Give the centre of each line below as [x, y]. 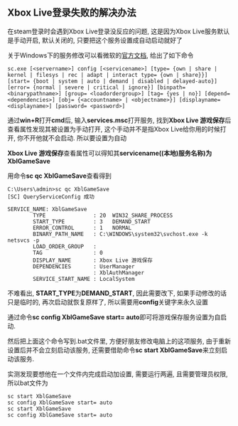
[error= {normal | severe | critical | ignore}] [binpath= [97, 87]
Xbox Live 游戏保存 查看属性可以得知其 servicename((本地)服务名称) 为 [110, 153]
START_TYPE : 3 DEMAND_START [92, 222]
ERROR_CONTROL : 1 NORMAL [82, 228]
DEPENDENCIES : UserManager [84, 266]
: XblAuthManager [119, 272]
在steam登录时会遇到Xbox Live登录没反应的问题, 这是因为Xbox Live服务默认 [118, 31]
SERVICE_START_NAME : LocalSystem [84, 279]
